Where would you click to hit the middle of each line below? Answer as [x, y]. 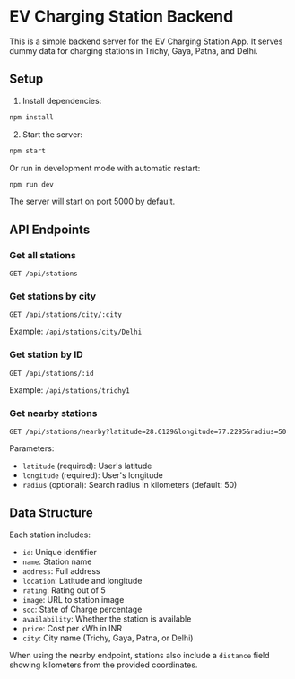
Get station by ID [46, 354]
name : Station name [57, 561]
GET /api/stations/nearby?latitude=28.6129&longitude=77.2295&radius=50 [148, 431]
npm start [28, 151]
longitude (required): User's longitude [92, 475]
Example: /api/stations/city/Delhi [76, 331]
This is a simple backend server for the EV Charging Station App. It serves [146, 41]
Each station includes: [50, 535]
